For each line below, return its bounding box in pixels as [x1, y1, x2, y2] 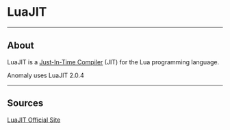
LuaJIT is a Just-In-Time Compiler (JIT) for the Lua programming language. [7, 57, 220, 66]
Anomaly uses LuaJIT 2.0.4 [7, 71, 84, 79]
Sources [7, 97, 44, 109]
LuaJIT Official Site [7, 116, 61, 124]
